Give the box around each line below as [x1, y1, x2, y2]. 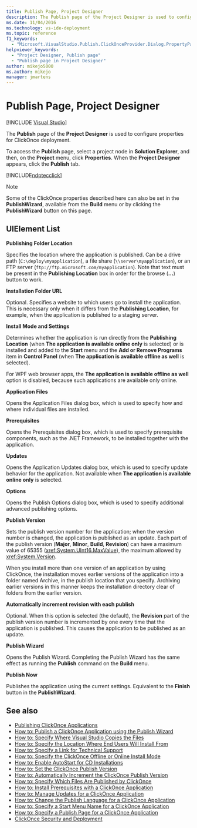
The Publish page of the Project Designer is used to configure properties [6, 130, 184, 138]
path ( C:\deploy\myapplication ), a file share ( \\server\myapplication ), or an [6, 257, 191, 264]
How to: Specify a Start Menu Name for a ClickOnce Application [14, 803, 169, 810]
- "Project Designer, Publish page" [11, 52, 101, 58]
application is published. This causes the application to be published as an [6, 624, 186, 632]
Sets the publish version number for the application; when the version [6, 528, 175, 535]
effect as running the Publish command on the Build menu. [6, 659, 150, 667]
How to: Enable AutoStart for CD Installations [14, 759, 123, 766]
